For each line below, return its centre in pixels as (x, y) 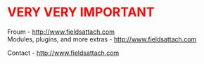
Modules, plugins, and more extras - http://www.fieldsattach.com (102, 39)
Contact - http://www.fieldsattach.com (63, 53)
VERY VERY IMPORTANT (81, 12)
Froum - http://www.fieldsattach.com (61, 32)
